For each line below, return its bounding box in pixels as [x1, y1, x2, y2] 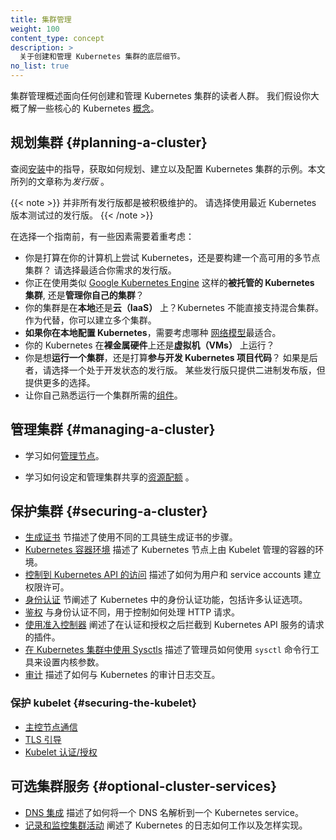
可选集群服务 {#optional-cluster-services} [10, 778, 277, 795]
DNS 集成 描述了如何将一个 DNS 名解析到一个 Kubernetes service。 [24, 806, 305, 818]
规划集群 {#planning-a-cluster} [10, 134, 208, 151]
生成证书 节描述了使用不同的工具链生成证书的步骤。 [24, 531, 238, 543]
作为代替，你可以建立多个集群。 [24, 314, 157, 326]
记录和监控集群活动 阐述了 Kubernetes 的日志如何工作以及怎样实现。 [24, 819, 308, 831]
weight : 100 [10, 24, 60, 34]
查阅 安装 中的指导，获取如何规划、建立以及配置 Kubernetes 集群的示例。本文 [10, 162, 326, 175]
